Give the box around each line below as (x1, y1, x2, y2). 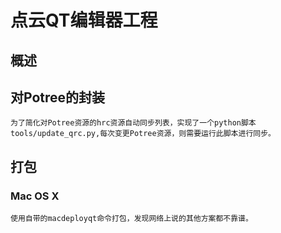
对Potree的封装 (10, 89, 106, 106)
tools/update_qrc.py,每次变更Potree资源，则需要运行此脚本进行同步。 (10, 129, 276, 139)
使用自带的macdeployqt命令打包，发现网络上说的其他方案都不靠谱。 (10, 214, 253, 224)
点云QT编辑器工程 (10, 9, 158, 32)
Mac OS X (10, 189, 60, 203)
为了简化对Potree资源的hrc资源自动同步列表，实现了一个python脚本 (10, 118, 257, 128)
